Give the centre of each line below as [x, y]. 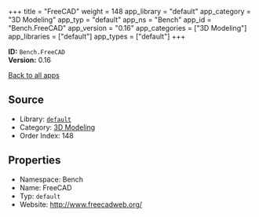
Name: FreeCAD [46, 187]
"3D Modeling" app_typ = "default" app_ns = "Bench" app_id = [110, 20]
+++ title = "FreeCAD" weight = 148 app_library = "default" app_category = [129, 11]
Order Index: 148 [46, 135]
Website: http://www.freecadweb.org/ [81, 204]
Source [26, 100]
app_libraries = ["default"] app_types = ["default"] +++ [97, 36]
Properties [35, 160]
